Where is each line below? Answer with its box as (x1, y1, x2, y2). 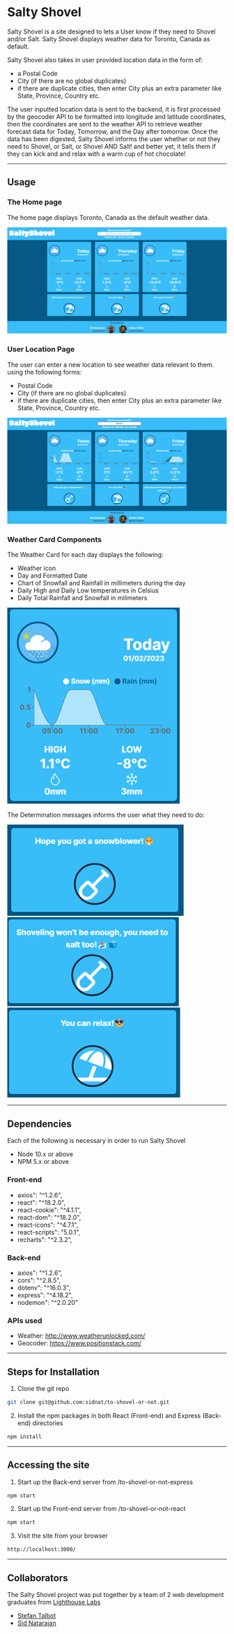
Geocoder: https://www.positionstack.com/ (17, 1339, 141, 1348)
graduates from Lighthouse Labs (7, 1598, 101, 1606)
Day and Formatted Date (17, 571, 88, 580)
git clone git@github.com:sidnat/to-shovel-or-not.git (7, 1399, 170, 1406)
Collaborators (7, 1572, 68, 1584)
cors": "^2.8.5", (17, 1276, 61, 1284)
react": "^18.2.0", (17, 1198, 66, 1206)
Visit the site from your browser (17, 1531, 108, 1540)
